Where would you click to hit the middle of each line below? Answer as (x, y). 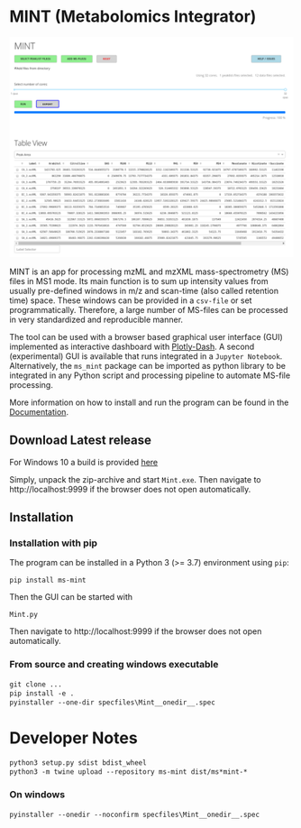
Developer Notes (73, 738)
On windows (37, 795)
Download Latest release (80, 441)
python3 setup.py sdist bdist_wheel (78, 763)
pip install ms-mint (48, 580)
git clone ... (36, 684)
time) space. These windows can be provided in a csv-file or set (131, 300)
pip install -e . (42, 693)
